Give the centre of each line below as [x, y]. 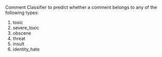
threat [19, 38]
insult [18, 44]
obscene [22, 33]
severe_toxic [26, 28]
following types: [22, 13]
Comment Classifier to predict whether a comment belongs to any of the [81, 7]
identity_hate [26, 49]
